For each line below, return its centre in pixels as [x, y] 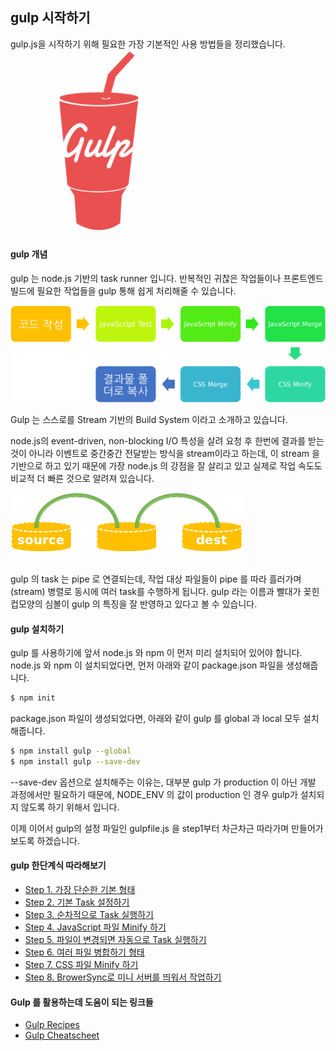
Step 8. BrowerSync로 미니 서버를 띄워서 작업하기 [123, 977]
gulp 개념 [29, 254]
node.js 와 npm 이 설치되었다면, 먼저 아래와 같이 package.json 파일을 [147, 665]
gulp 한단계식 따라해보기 [58, 865]
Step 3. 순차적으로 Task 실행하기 [89, 915]
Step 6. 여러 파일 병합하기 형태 [84, 952]
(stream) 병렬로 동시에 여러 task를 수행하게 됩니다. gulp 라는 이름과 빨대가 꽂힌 [165, 592]
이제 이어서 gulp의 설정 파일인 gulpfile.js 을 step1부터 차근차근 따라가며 [150, 828]
